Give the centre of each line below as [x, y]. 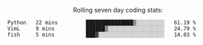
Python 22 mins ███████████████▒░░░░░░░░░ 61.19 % [102, 23]
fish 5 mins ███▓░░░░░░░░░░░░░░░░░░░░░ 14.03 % [102, 35]
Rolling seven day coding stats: [118, 10]
